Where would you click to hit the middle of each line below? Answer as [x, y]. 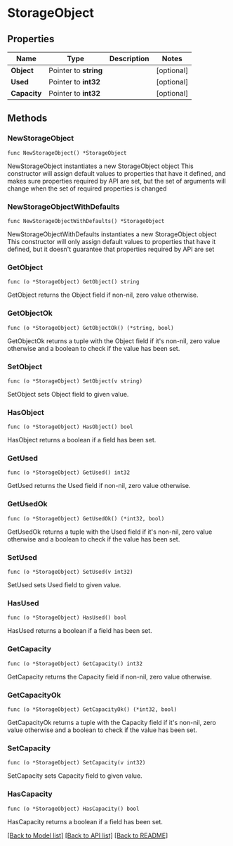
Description [129, 59]
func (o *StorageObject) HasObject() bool [70, 427]
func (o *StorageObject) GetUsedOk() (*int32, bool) [86, 518]
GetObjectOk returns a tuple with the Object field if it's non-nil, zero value [114, 341]
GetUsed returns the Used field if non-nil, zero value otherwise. [99, 486]
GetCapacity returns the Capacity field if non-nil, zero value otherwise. [109, 677]
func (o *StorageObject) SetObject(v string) [75, 381]
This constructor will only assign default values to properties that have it [112, 241]
